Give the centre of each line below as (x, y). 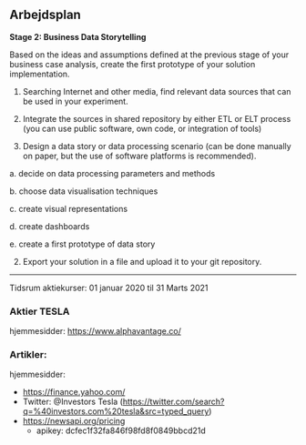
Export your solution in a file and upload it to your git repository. (142, 261)
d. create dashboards (50, 226)
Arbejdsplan (46, 15)
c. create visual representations (69, 208)
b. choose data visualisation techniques (84, 191)
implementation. (40, 74)
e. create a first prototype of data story (82, 244)
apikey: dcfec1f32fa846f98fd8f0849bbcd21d (121, 430)
